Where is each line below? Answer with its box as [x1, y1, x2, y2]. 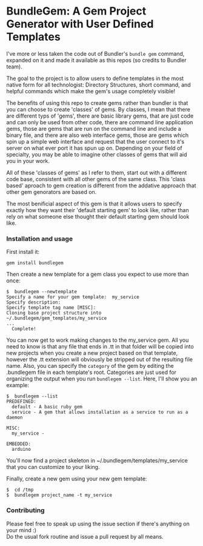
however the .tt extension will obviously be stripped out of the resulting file [6, 356, 193, 363]
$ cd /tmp [6, 487, 34, 493]
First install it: [6, 248, 40, 256]
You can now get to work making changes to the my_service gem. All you [6, 336, 189, 344]
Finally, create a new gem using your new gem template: [6, 475, 147, 482]
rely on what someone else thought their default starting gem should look [6, 213, 190, 220]
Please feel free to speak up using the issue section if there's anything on [6, 520, 190, 527]
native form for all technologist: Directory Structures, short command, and [6, 81, 191, 88]
